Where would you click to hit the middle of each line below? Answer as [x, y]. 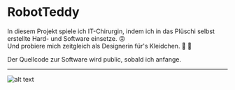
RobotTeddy [43, 12]
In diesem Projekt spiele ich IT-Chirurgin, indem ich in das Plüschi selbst [111, 31]
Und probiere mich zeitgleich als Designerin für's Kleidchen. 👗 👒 [100, 46]
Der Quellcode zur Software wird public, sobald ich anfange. [94, 59]
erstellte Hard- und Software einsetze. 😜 [66, 38]
